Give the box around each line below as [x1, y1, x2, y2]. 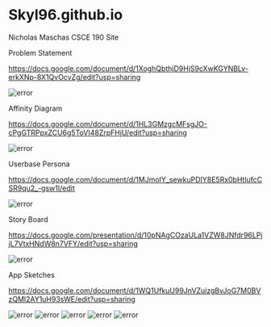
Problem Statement [8, 48, 73, 57]
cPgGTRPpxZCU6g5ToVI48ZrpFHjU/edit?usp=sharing [8, 128, 187, 137]
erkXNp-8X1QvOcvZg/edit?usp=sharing [8, 72, 141, 82]
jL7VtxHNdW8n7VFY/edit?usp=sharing [8, 238, 139, 248]
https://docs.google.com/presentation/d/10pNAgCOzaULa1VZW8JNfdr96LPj [8, 230, 263, 240]
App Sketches [8, 270, 55, 279]
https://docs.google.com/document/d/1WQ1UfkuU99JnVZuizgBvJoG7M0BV [8, 285, 261, 296]
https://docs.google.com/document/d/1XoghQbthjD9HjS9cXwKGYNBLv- [8, 63, 248, 73]
